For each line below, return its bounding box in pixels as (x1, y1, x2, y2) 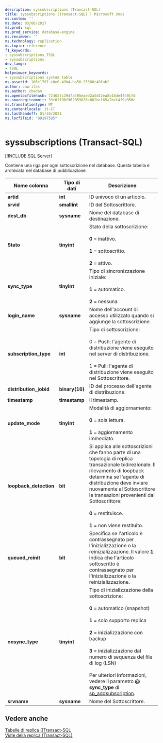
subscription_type (7, 350, 51, 357)
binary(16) (59, 386, 85, 392)
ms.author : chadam (5, 89, 42, 93)
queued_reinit (7, 554, 40, 561)
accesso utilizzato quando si (89, 312, 154, 319)
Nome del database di (89, 209, 139, 216)
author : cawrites (5, 84, 40, 89)
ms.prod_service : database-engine (5, 30, 75, 35)
